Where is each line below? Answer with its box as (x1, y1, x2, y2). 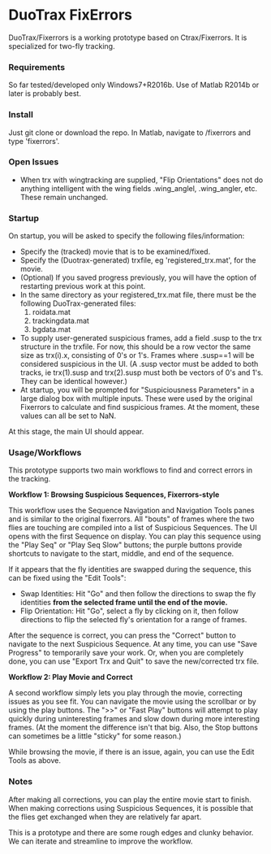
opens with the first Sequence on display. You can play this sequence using (8, 531, 261, 542)
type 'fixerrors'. (8, 136, 60, 146)
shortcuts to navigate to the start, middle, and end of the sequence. (8, 549, 234, 559)
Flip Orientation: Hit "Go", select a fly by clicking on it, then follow (19, 606, 239, 616)
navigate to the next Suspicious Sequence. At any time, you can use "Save (8, 639, 258, 649)
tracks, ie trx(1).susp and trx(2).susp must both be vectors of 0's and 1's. (19, 368, 264, 377)
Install (8, 109, 34, 120)
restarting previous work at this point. (19, 281, 146, 291)
